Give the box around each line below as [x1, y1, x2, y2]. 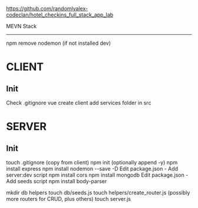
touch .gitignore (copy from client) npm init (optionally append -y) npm [6, 159, 178, 166]
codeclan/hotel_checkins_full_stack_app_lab [6, 11, 114, 18]
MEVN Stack [6, 23, 37, 29]
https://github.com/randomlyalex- [6, 5, 88, 12]
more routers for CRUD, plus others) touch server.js [6, 196, 131, 202]
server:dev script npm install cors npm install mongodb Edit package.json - [6, 171, 189, 179]
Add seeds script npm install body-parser [6, 178, 107, 184]
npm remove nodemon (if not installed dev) [6, 39, 111, 47]
